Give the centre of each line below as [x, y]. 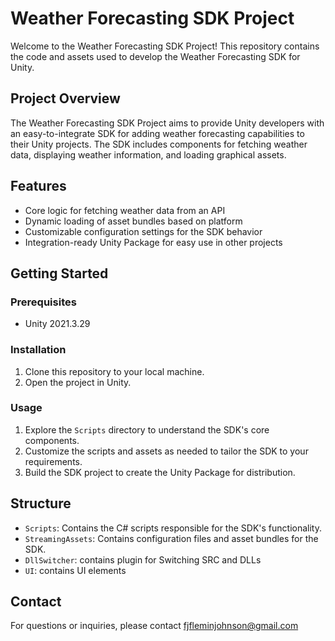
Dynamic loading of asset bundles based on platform [133, 221]
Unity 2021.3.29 [57, 324]
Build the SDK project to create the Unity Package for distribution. [160, 472]
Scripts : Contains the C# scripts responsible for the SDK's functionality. [173, 528]
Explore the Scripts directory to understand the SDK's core [147, 429]
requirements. [53, 461]
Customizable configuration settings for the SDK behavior [143, 231]
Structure [41, 503]
